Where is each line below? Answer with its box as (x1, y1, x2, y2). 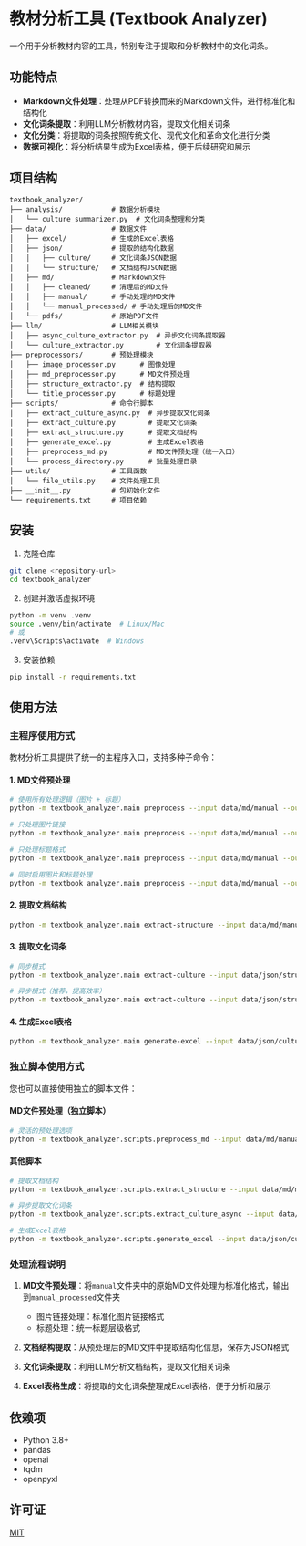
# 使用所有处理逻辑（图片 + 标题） (9, 795, 126, 804)
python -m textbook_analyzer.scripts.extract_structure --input (9, 1185, 259, 1194)
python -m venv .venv (9, 611, 92, 620)
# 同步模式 (9, 961, 46, 971)
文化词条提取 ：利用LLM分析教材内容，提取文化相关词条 (22, 118, 231, 129)
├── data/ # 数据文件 (9, 224, 148, 233)
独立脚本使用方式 (9, 1060, 85, 1073)
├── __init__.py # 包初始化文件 (9, 485, 161, 495)
